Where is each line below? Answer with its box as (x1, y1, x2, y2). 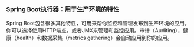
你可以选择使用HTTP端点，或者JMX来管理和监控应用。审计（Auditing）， (6, 27, 183, 34)
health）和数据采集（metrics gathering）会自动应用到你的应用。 (16, 34, 173, 42)
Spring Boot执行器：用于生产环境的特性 (6, 5, 120, 13)
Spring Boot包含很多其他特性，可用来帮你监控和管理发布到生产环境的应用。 (6, 19, 190, 27)
